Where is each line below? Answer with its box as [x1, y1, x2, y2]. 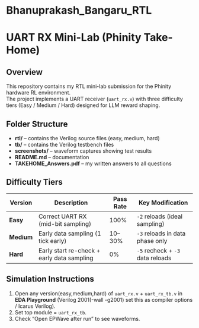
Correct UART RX [38, 212, 87, 220]
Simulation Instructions [6, 274, 95, 284]
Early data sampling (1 [38, 229, 102, 238]
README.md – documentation [14, 154, 89, 160]
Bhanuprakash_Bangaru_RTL [6, 4, 152, 17]
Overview [6, 67, 43, 77]
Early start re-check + [38, 246, 101, 254]
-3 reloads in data [136, 229, 186, 238]
